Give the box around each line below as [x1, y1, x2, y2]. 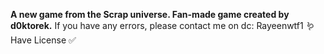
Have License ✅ [10, 34, 77, 46]
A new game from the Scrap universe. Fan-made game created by [10, 9, 290, 20]
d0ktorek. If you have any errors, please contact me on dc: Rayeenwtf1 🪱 [10, 20, 315, 31]
